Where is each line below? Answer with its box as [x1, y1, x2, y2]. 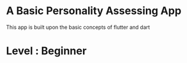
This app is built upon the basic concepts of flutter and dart [6, 24, 150, 31]
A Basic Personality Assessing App [6, 4, 182, 18]
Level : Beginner [6, 44, 87, 58]
